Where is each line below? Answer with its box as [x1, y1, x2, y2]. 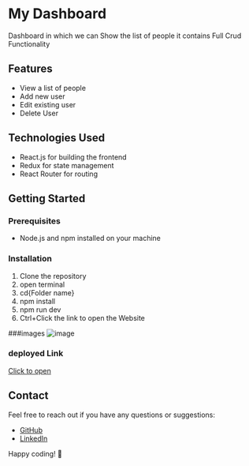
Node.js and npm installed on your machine [19, 234, 162, 243]
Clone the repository [19, 271, 87, 280]
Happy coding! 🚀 [8, 449, 63, 458]
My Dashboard [8, 5, 107, 23]
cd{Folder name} [19, 287, 75, 297]
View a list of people [19, 83, 87, 92]
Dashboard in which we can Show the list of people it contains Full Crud [8, 31, 242, 40]
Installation [8, 254, 53, 265]
